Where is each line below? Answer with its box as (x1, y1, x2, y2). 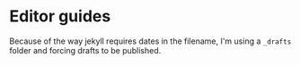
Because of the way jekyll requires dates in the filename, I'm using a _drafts (9, 36, 292, 46)
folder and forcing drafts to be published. (9, 45, 162, 55)
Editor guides (9, 6, 111, 27)
